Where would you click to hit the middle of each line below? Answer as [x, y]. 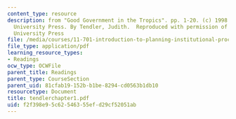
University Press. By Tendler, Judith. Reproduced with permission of [121, 27]
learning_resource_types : [45, 53]
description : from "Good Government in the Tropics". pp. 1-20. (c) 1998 [118, 20]
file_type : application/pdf [48, 46]
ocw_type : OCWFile [34, 66]
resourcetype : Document [42, 92]
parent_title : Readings [42, 72]
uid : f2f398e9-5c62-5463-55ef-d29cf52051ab [72, 105]
